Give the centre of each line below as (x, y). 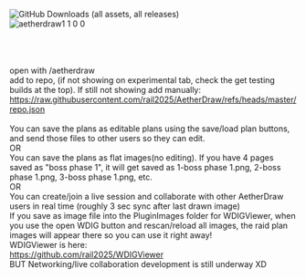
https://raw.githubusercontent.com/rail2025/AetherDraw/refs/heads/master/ (153, 99)
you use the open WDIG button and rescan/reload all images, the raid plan (149, 225)
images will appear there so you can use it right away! (111, 235)
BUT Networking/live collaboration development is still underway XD (138, 264)
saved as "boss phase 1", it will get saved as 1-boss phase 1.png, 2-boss (145, 167)
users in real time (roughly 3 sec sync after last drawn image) (125, 206)
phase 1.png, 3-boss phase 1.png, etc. (81, 177)
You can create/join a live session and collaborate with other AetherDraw (147, 196)
